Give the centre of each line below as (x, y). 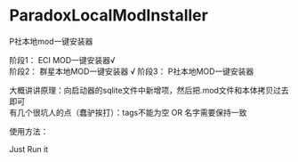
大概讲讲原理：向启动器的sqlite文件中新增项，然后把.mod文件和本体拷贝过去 (149, 90)
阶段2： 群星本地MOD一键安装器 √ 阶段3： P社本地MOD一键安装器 (132, 71)
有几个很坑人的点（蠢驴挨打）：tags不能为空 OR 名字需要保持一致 (128, 112)
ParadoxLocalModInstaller (109, 16)
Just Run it (29, 149)
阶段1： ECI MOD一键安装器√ (62, 60)
